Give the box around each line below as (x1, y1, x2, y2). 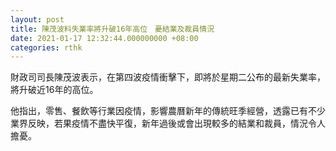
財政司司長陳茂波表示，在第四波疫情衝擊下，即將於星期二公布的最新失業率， (10, 71, 326, 83)
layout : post (10, 14, 65, 25)
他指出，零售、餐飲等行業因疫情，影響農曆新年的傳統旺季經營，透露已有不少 (10, 105, 326, 117)
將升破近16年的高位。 (10, 84, 99, 96)
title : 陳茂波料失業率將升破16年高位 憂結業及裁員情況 (10, 24, 215, 34)
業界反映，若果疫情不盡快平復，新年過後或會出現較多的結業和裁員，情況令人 (10, 117, 326, 130)
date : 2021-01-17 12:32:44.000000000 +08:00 (10, 33, 199, 43)
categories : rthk (10, 42, 83, 53)
